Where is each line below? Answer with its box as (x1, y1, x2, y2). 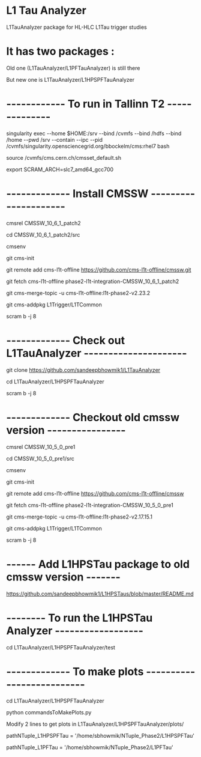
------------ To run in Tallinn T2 (6, 97, 165, 111)
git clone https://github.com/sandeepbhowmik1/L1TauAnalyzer (6, 366, 161, 373)
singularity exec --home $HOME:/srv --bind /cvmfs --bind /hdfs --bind (6, 130, 182, 137)
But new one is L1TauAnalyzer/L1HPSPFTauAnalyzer (6, 76, 135, 83)
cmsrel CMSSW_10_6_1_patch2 (6, 219, 81, 226)
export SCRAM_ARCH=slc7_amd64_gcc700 (6, 166, 114, 173)
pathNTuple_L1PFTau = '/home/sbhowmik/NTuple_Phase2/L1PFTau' (6, 744, 173, 751)
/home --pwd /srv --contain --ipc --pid (6, 136, 103, 143)
